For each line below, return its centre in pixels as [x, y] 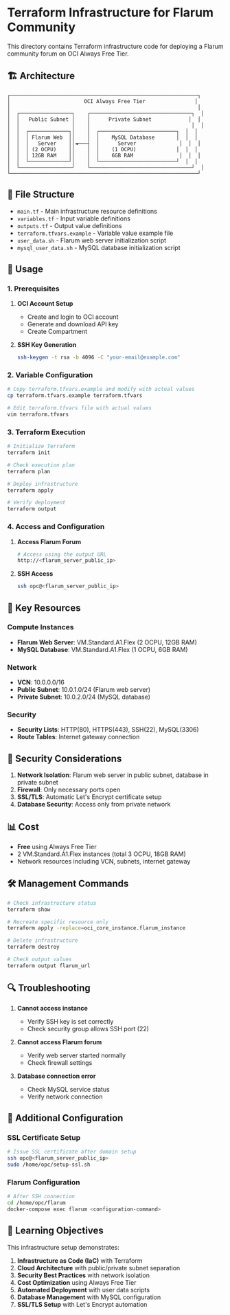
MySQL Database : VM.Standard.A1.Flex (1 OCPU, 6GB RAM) [102, 649]
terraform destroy [33, 947]
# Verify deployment [37, 503]
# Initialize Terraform [41, 447]
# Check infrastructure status [52, 903]
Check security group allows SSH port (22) [88, 1029]
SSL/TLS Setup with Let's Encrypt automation [82, 1304]
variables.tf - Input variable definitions [73, 218]
